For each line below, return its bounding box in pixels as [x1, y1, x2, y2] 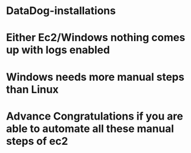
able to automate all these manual [6, 122, 175, 135]
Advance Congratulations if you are [6, 110, 183, 123]
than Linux [6, 83, 59, 96]
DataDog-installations [6, 4, 116, 18]
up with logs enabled [6, 43, 110, 57]
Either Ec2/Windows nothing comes [6, 31, 186, 45]
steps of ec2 [6, 134, 69, 148]
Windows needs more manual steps [6, 70, 185, 83]
